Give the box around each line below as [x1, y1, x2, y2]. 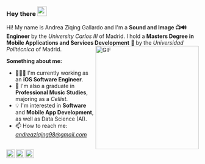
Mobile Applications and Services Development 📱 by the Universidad [6, 39, 184, 47]
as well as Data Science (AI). [15, 115, 87, 122]
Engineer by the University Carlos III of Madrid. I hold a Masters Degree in [6, 32, 194, 40]
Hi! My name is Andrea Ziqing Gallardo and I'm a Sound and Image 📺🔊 [6, 24, 187, 31]
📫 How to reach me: [15, 122, 68, 130]
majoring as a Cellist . [15, 95, 68, 103]
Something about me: [6, 58, 62, 65]
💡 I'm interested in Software [15, 102, 87, 110]
